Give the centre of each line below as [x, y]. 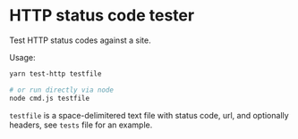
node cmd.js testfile [50, 98]
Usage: [22, 57]
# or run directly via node [62, 90]
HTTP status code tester [102, 16]
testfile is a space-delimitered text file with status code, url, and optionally [149, 115]
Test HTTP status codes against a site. [81, 40]
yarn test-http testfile [55, 74]
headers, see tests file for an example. [81, 125]
